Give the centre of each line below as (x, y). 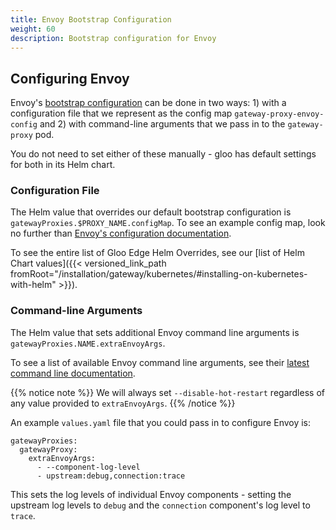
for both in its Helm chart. (63, 165)
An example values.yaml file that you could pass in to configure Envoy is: (161, 422)
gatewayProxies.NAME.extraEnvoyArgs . (88, 343)
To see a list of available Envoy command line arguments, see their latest (160, 362)
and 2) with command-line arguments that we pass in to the (162, 124)
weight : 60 (33, 29)
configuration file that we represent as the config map (121, 113)
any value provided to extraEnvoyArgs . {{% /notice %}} (123, 403)
